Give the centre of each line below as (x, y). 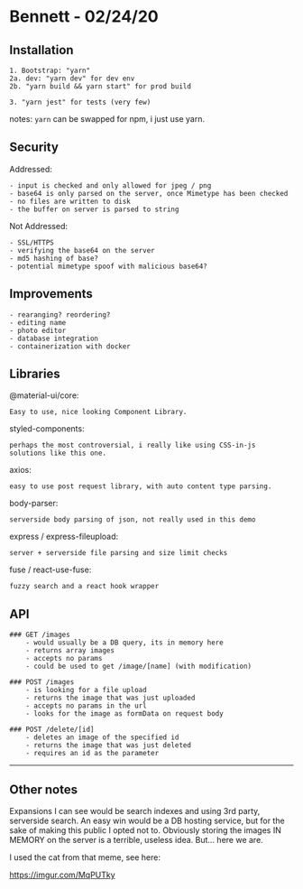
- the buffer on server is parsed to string (94, 209)
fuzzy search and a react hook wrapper (84, 587)
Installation (41, 50)
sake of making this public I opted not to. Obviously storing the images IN (145, 830)
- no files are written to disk (70, 201)
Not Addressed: (39, 226)
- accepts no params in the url (86, 706)
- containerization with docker (70, 346)
